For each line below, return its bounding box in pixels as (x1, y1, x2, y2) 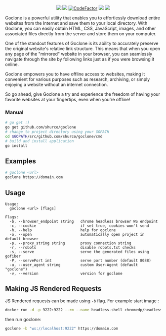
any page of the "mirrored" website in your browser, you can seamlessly (5, 51, 153, 57)
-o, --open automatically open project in (9, 232, 145, 237)
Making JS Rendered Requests (5, 284, 102, 293)
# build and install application (5, 138, 74, 143)
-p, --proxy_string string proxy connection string (9, 241, 132, 246)
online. (5, 62, 19, 67)
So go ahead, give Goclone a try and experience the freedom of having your (5, 91, 161, 97)
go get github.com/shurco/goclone (5, 125, 77, 130)
